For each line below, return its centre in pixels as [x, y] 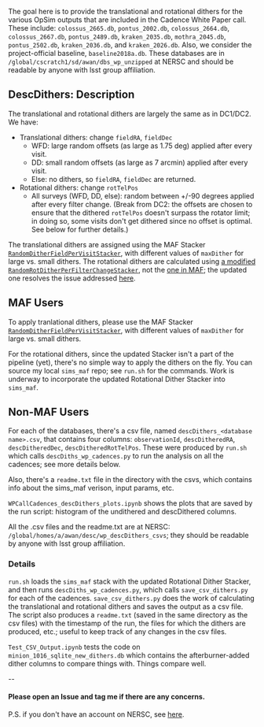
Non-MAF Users [49, 412]
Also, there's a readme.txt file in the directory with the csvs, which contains [130, 480]
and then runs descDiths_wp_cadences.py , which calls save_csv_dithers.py [128, 589]
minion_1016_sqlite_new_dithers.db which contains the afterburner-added [129, 655]
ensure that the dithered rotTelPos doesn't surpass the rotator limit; [141, 213]
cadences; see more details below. [64, 465]
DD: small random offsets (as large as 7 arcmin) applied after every [139, 162]
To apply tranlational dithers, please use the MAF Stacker [101, 321]
